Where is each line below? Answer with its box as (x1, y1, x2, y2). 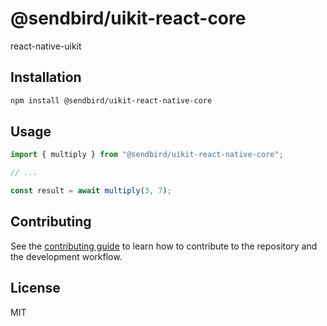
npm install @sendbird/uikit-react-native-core (10, 95, 213, 106)
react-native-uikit (10, 40, 82, 52)
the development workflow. (10, 250, 123, 262)
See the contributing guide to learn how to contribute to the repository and (10, 240, 318, 252)
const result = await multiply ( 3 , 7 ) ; (10, 186, 172, 196)
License (10, 280, 61, 297)
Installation (10, 69, 82, 86)
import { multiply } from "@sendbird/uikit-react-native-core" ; (10, 150, 284, 160)
